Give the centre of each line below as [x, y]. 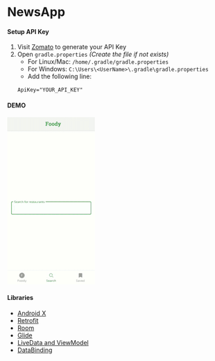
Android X [32, 313]
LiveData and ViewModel [53, 343]
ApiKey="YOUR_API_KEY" [50, 90]
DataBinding [35, 350]
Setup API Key [28, 31]
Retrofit [28, 321]
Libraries [20, 298]
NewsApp [36, 12]
